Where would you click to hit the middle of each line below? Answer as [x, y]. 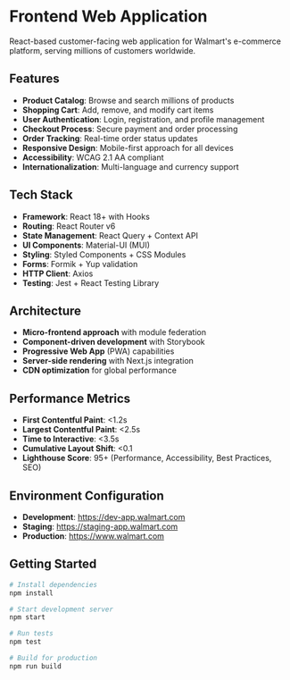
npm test [25, 642]
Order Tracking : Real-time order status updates [110, 138]
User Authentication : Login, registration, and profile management [143, 119]
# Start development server [62, 609]
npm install [31, 593]
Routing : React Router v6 [69, 226]
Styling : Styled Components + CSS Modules [104, 254]
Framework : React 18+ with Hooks [86, 216]
